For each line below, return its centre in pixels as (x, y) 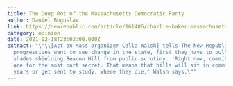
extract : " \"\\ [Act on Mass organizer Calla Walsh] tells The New (105, 46)
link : (15, 26)
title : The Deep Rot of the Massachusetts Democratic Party (96, 14)
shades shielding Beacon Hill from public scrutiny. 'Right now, (110, 59)
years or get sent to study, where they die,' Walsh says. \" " (105, 71)
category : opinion (34, 33)
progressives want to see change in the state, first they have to (113, 53)
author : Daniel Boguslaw (43, 20)
